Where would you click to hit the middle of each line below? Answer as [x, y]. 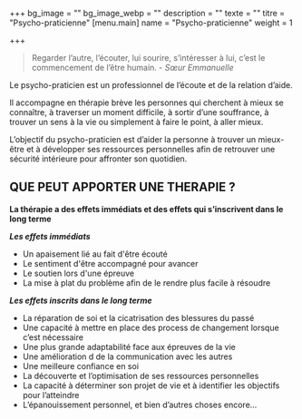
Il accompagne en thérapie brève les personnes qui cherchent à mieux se [146, 102]
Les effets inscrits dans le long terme [81, 300]
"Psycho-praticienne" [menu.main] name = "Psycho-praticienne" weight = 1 [151, 23]
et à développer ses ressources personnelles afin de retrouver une [151, 149]
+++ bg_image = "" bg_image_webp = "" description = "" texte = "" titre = [147, 13]
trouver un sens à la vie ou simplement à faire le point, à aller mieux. [136, 122]
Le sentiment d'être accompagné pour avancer [110, 263]
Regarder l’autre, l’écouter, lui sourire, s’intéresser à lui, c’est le [148, 58]
